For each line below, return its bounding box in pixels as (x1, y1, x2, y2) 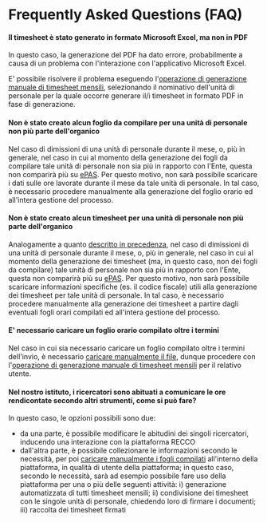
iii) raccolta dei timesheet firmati (19, 505, 126, 515)
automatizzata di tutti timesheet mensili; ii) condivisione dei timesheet (19, 488, 249, 498)
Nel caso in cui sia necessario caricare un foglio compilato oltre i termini (8, 343, 245, 353)
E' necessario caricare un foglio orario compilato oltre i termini (8, 326, 219, 335)
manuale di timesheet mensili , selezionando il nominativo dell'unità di (8, 82, 235, 93)
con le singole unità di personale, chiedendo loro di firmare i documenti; (19, 496, 257, 506)
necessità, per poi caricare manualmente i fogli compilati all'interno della (19, 454, 258, 464)
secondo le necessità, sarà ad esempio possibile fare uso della (19, 471, 226, 480)
